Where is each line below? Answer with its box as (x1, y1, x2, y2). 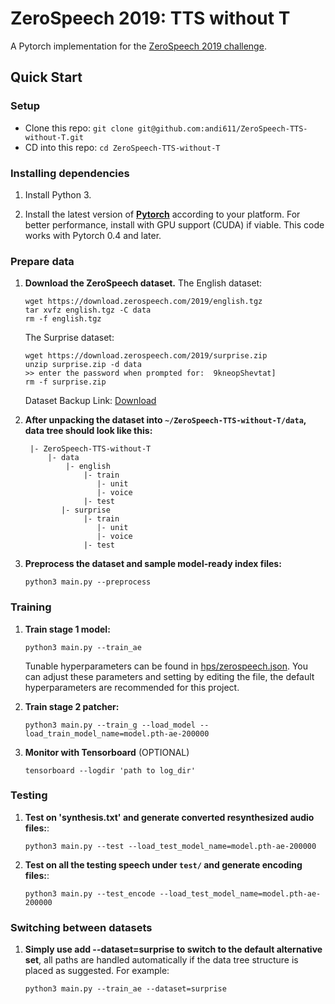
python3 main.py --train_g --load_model (24, 720, 196, 730)
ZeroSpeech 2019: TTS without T (10, 7, 291, 30)
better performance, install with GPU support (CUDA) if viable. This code (24, 218, 325, 231)
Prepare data (10, 254, 75, 268)
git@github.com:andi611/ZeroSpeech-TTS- (137, 123, 308, 134)
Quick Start (10, 69, 83, 86)
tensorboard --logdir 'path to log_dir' (24, 765, 196, 776)
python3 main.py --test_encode (24, 888, 156, 899)
